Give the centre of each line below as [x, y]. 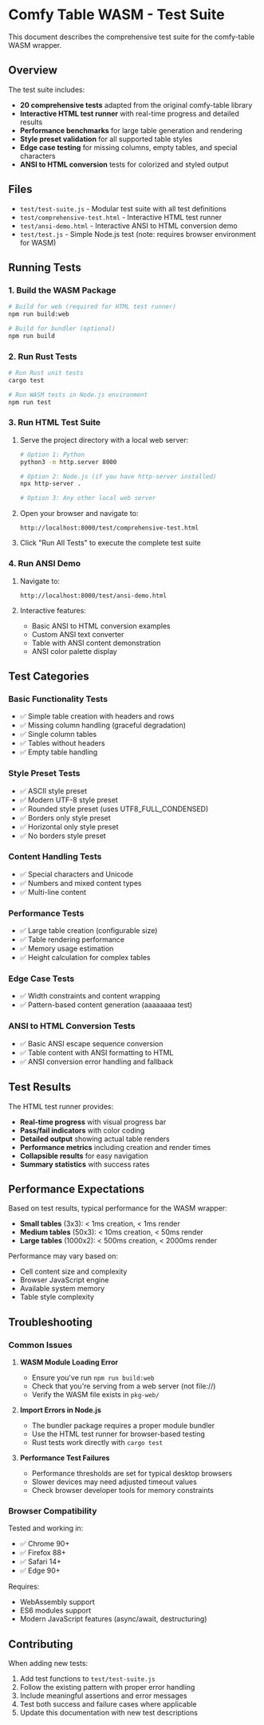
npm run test [30, 402]
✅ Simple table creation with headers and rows [97, 716]
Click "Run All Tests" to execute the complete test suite [110, 543]
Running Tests [45, 268]
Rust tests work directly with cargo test [97, 1442]
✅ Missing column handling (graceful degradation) [102, 725]
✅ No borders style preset [63, 836]
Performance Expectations [77, 1189]
